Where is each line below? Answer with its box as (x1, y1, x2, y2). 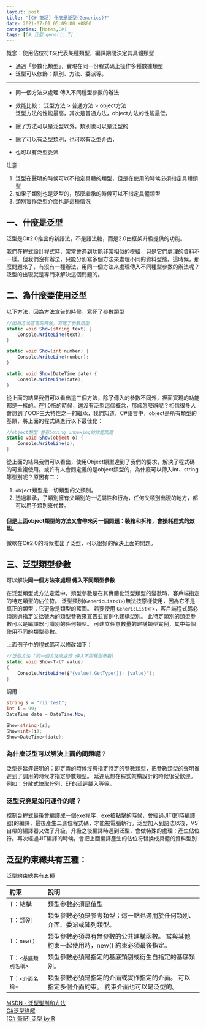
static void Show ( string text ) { (6, 326, 92, 332)
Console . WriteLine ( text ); (17, 332, 84, 338)
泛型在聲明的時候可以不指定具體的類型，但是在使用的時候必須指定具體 (15, 175, 193, 182)
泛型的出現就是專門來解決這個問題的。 (6, 270, 103, 278)
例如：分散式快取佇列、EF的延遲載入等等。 (6, 780, 115, 787)
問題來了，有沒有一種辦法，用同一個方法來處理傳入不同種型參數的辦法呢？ (11, 263, 200, 270)
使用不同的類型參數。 (6, 628, 60, 635)
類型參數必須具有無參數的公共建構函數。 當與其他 (47, 932, 191, 941)
